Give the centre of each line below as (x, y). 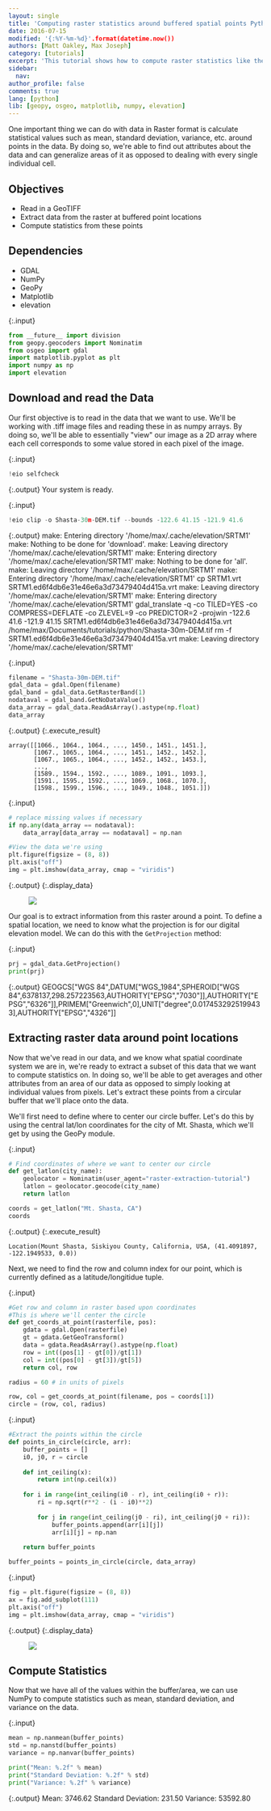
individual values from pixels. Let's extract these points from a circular (125, 1092)
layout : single (34, 16)
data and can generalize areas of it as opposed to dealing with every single (133, 155)
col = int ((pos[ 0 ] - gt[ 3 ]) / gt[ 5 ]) (83, 1360)
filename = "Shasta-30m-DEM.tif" (65, 677)
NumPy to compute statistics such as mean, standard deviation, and (121, 1699)
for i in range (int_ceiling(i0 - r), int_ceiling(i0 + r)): (126, 1495)
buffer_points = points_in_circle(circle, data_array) (102, 1562)
